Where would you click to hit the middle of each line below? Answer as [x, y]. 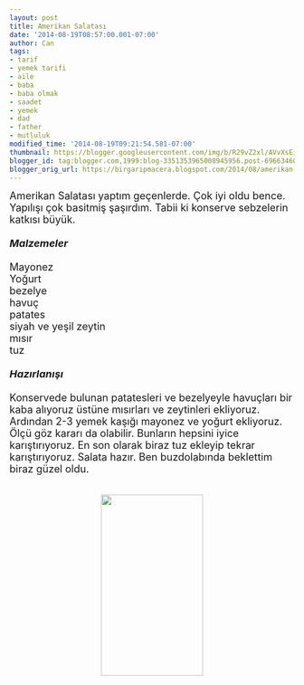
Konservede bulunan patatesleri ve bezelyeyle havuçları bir [151, 398]
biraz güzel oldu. [49, 469]
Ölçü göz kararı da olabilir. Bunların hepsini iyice [124, 433]
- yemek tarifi [38, 69]
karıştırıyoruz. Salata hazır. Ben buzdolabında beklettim [141, 457]
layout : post [34, 18]
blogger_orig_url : [44, 169]
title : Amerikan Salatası [58, 26]
